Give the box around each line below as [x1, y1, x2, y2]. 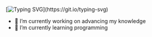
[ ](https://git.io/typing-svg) [5, 6, 108, 13]
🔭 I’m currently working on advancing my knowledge [14, 18, 146, 24]
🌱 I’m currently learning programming [14, 24, 108, 31]
